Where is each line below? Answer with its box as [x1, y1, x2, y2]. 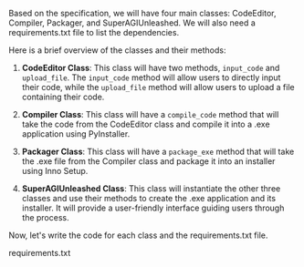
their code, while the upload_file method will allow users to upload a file [21, 82, 295, 92]
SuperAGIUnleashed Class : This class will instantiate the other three [21, 183, 281, 194]
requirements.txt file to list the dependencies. [8, 27, 180, 37]
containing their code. [21, 91, 105, 102]
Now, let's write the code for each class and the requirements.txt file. [8, 230, 268, 241]
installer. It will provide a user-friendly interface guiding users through [21, 202, 285, 213]
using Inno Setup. [21, 166, 89, 176]
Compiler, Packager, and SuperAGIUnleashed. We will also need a [8, 17, 257, 28]
